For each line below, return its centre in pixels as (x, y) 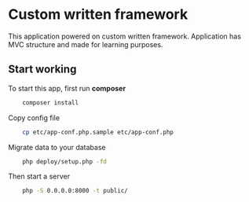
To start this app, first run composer (67, 88)
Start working (42, 70)
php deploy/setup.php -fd (65, 162)
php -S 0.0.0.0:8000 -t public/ (75, 191)
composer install (51, 103)
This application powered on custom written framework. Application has (125, 36)
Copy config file (34, 118)
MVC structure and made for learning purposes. (86, 44)
